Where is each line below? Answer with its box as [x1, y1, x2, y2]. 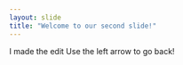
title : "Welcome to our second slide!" [9, 21, 157, 30]
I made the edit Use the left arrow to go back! [9, 45, 175, 56]
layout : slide [9, 12, 62, 22]
